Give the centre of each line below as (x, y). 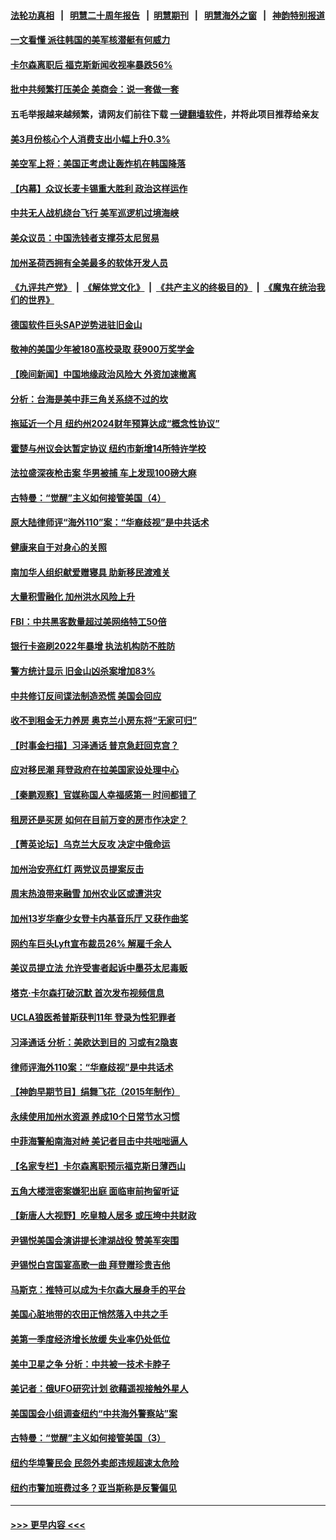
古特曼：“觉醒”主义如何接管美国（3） (88, 1438)
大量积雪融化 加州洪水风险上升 (73, 597)
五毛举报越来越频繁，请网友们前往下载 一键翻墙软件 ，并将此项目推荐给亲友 (165, 114)
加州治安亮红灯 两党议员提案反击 (77, 869)
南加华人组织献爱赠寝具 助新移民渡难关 (90, 572)
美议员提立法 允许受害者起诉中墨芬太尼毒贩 (99, 968)
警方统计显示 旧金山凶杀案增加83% (83, 671)
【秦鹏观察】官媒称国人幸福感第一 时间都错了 (103, 794)
